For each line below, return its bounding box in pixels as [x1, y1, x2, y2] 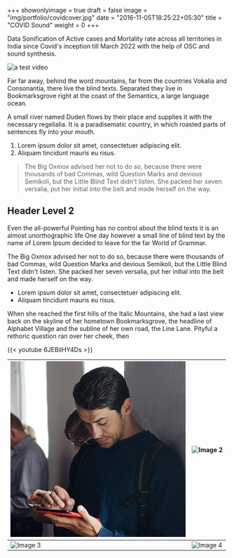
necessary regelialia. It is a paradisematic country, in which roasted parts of [7, 120, 226, 129]
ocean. [7, 99, 27, 108]
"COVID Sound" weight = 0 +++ [7, 21, 99, 29]
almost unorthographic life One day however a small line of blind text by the [7, 231, 226, 240]
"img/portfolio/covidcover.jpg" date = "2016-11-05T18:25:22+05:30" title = [7, 13, 223, 22]
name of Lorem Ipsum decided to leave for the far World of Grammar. [7, 238, 207, 247]
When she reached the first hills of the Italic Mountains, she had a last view [7, 309, 224, 318]
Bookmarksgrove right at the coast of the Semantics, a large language [7, 91, 209, 100]
